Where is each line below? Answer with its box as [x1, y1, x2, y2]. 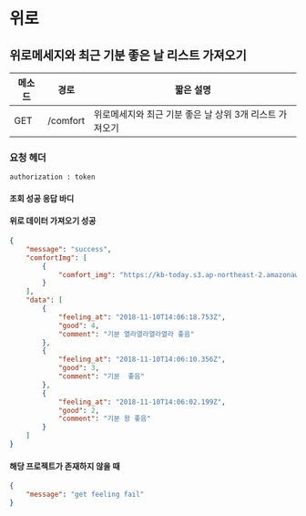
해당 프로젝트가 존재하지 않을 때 [9, 460, 120, 471]
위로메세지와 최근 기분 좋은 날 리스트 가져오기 [9, 47, 248, 63]
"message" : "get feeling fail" [25, 490, 145, 500]
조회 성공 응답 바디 [9, 192, 75, 203]
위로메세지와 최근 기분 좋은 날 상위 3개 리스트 [94, 108, 277, 120]
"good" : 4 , [57, 321, 100, 330]
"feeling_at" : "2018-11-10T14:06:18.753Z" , [57, 312, 226, 322]
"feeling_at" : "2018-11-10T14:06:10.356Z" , [57, 355, 226, 365]
